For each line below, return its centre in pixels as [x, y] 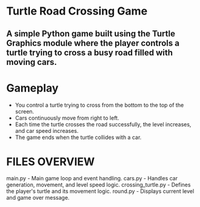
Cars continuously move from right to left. [67, 118]
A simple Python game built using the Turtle [91, 34]
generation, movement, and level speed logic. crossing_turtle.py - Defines [98, 185]
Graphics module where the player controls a [93, 43]
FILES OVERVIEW [51, 161]
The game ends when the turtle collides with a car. [78, 137]
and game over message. [38, 198]
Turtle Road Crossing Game [77, 11]
